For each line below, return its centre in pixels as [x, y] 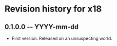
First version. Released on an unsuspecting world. [62, 38]
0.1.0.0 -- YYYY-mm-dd [42, 27]
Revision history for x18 [53, 9]
